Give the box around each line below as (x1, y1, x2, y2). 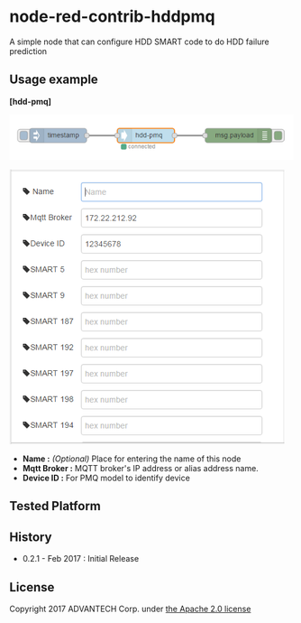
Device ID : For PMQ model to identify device (22, 472, 191, 484)
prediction (9, 45, 48, 56)
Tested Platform (9, 498, 102, 514)
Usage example (9, 72, 99, 88)
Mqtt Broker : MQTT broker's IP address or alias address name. (22, 463, 259, 474)
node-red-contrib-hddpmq (9, 6, 215, 27)
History (9, 529, 52, 544)
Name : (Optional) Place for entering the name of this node (22, 453, 242, 464)
